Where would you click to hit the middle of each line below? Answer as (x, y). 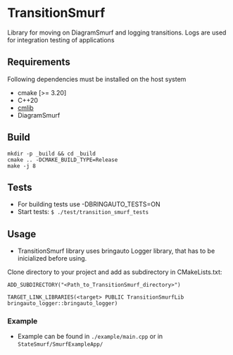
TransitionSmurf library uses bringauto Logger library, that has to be (116, 251)
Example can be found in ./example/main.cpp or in (90, 337)
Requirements (39, 62)
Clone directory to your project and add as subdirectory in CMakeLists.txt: (115, 272)
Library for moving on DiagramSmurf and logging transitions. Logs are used (117, 32)
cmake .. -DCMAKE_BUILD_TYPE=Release (63, 160)
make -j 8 (22, 166)
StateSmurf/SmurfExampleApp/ (60, 344)
